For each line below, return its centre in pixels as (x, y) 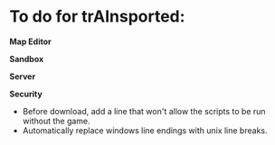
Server (23, 76)
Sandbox (27, 59)
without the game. (56, 121)
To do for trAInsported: (97, 17)
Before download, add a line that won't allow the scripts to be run (144, 111)
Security (26, 94)
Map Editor (30, 41)
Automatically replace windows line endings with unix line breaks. (145, 130)
